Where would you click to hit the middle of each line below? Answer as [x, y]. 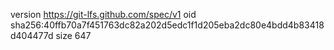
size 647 [73, 35]
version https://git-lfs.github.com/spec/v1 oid [103, 14]
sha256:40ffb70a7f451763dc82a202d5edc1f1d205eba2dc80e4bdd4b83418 [167, 25]
